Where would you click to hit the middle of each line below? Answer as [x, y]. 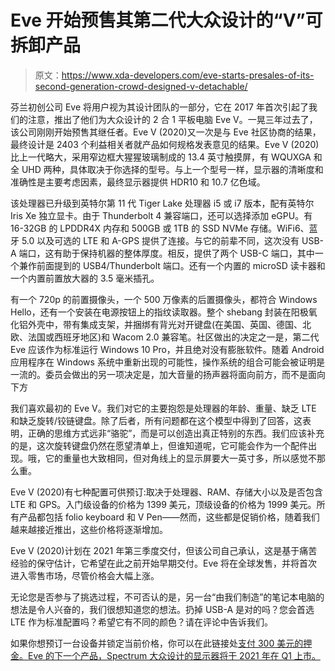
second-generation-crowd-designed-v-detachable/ [141, 86]
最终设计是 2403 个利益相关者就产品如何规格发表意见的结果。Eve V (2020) [165, 144]
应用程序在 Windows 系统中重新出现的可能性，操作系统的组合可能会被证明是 [167, 362]
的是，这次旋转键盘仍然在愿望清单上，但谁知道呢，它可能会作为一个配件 [159, 445]
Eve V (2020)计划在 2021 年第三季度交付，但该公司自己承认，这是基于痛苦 [164, 550]
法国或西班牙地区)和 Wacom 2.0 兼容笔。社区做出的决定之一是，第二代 [173, 337]
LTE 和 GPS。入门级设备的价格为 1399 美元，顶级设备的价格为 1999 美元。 [163, 504]
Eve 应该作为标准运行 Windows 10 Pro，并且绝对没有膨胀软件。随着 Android [167, 349]
